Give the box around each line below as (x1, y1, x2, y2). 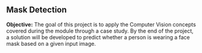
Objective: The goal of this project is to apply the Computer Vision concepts (6, 20, 196, 28)
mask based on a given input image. (6, 40, 96, 47)
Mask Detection (6, 5, 68, 15)
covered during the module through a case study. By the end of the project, (6, 27, 194, 34)
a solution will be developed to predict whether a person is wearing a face (6, 33, 190, 41)
